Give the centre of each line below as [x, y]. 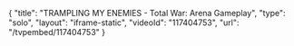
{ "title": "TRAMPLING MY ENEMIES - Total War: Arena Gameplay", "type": [147, 13]
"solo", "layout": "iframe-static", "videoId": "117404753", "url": [124, 23]
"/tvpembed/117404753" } [57, 32]
